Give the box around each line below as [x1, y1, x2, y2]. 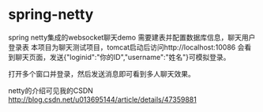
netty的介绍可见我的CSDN [8, 85, 93, 95]
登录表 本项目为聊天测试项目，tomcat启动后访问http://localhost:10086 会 [8, 42, 245, 52]
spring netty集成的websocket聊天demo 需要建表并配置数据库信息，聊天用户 [8, 32, 256, 42]
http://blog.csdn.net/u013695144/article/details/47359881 [8, 95, 197, 104]
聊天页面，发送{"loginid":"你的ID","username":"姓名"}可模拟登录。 [14, 52, 231, 62]
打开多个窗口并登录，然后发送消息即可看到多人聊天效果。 [8, 69, 195, 78]
